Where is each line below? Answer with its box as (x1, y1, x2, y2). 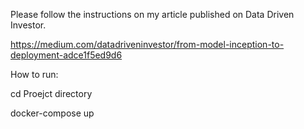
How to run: (10, 69, 59, 80)
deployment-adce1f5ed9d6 (10, 49, 123, 61)
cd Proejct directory (10, 88, 93, 99)
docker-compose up (10, 107, 95, 119)
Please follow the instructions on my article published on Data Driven (10, 9, 295, 20)
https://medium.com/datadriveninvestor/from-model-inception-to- (10, 39, 285, 50)
